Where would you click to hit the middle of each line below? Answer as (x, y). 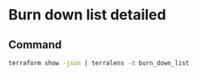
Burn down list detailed (88, 15)
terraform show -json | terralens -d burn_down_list (99, 63)
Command (35, 45)
